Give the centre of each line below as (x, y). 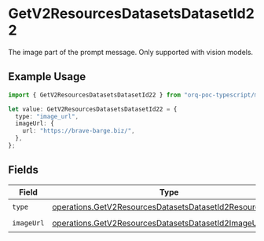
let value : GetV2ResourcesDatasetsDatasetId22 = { (93, 109)
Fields (24, 170)
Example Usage (47, 77)
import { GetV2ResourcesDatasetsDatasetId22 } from (94, 95)
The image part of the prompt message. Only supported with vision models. (131, 52)
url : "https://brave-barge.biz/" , (79, 131)
